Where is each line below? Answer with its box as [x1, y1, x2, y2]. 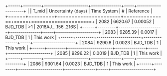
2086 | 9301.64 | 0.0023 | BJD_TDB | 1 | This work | [29, 61, 136, 67]
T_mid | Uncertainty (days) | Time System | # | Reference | [32, 8, 153, 14]
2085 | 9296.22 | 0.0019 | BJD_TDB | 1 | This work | [57, 50, 162, 56]
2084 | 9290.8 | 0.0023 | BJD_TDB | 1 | [82, 40, 162, 45]
